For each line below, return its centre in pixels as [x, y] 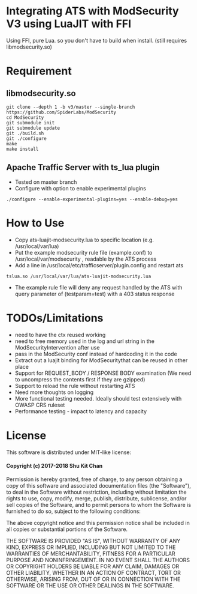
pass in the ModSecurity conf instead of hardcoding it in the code [96, 354]
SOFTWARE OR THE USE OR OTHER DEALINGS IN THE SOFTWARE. [90, 585]
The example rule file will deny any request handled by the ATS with [99, 287]
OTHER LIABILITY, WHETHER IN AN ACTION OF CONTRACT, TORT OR [93, 572]
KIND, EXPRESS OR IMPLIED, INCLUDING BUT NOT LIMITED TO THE [91, 547]
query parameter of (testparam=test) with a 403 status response [95, 294]
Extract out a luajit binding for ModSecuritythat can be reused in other [101, 360]
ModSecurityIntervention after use [57, 347]
